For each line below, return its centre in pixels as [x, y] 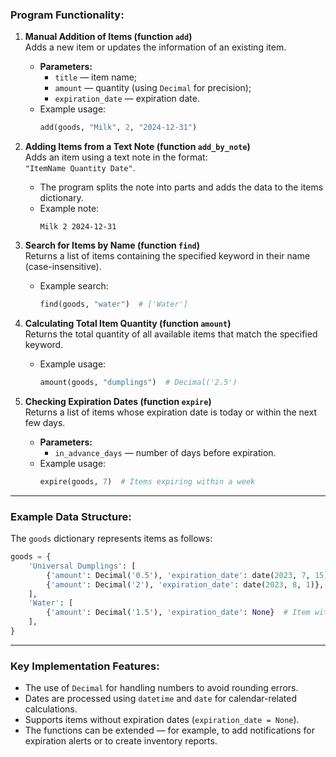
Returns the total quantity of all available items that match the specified [171, 334]
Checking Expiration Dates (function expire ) [118, 401]
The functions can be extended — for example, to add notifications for [170, 730]
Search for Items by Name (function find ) [112, 245]
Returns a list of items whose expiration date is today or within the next [171, 412]
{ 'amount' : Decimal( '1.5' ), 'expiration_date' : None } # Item [178, 613]
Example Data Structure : [71, 516]
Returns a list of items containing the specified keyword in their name [167, 256]
